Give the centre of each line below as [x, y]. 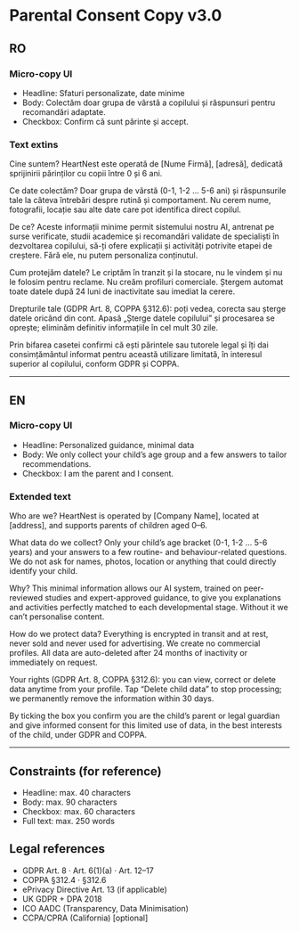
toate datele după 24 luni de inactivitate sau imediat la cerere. [122, 291]
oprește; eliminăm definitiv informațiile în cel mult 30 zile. [114, 328]
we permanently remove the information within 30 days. [112, 699]
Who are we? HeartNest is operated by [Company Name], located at [134, 516]
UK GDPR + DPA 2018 [62, 899]
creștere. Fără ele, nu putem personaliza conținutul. [104, 256]
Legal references [57, 849]
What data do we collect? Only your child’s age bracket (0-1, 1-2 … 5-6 [138, 543]
